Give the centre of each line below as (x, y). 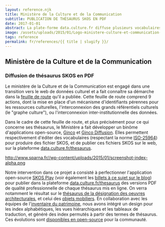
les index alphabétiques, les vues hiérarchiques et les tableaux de (72, 209)
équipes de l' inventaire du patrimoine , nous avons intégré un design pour (79, 204)
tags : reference (22, 37)
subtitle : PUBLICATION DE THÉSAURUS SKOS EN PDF (56, 19)
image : (12, 32)
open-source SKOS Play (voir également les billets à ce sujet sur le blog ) (79, 178)
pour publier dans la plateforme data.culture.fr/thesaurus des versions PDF (81, 183)
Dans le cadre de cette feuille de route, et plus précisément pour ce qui (77, 122)
